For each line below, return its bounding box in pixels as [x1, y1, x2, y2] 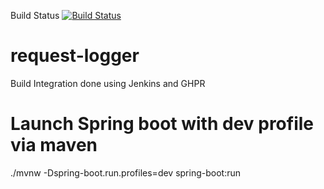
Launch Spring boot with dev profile [10, 113, 315, 135]
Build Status [10, 10, 60, 21]
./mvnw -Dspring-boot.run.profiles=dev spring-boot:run [10, 166, 241, 179]
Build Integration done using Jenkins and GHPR [10, 77, 206, 89]
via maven [10, 134, 98, 157]
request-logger [10, 45, 140, 67]
